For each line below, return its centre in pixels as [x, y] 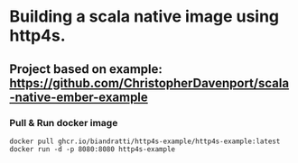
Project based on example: [86, 69]
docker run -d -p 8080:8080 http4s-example [93, 149]
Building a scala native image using [144, 17]
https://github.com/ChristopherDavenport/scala [149, 83]
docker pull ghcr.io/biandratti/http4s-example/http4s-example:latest [145, 141]
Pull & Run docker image [64, 122]
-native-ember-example [79, 97]
